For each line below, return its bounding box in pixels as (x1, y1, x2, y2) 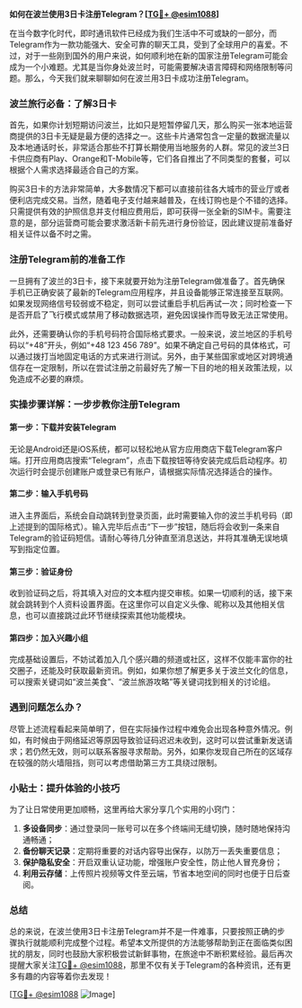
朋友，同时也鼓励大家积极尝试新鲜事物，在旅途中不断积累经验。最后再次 (24, 949, 293, 959)
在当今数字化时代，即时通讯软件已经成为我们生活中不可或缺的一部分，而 (9, 28, 277, 39)
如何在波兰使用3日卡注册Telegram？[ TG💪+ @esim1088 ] (9, 9, 220, 19)
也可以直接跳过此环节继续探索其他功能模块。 (24, 611, 191, 621)
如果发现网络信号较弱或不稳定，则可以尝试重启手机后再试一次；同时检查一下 (9, 298, 293, 308)
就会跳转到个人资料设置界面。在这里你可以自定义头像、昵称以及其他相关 (9, 599, 277, 610)
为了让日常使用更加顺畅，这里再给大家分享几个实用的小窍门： (9, 804, 238, 815)
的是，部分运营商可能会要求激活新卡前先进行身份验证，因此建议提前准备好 (16, 218, 293, 228)
